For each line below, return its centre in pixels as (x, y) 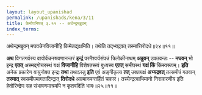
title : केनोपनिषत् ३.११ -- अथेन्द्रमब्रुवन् (46, 23)
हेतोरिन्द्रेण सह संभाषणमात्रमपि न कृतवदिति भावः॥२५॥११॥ (62, 86)
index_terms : (23, 29)
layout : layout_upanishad (39, 12)
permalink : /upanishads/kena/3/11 (50, 18)
